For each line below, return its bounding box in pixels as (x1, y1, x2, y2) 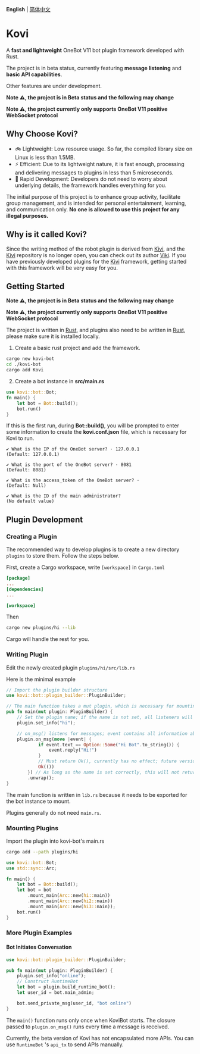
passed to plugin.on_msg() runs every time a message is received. (6, 1023, 170, 1030)
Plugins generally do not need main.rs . (6, 809, 101, 816)
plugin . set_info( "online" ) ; (17, 973, 86, 979)
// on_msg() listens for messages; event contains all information (17, 730, 187, 737)
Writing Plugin (6, 650, 49, 659)
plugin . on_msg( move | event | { (17, 736, 92, 742)
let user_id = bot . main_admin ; (17, 990, 95, 996)
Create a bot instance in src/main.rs (14, 378, 105, 384)
